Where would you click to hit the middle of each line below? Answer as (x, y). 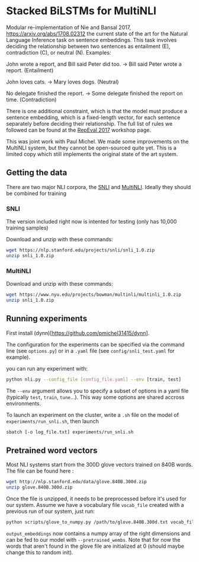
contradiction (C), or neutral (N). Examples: (59, 52)
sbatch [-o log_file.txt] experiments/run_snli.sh (70, 432)
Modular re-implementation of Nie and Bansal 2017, (69, 27)
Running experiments (47, 319)
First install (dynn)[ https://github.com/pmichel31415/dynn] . (78, 333)
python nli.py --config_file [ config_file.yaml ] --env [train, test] (94, 379)
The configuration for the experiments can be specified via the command (95, 344)
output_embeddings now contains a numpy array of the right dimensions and (98, 533)
